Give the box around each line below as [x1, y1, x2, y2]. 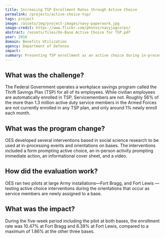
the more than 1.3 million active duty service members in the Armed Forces [5, 100, 157, 106]
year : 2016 [5, 35, 27, 40]
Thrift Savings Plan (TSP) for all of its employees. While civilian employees [5, 89, 156, 95]
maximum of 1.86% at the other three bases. [5, 228, 95, 234]
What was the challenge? [5, 71, 84, 79]
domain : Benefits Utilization [5, 39, 67, 44]
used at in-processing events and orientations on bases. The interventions [5, 143, 156, 148]
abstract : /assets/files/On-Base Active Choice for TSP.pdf [5, 30, 131, 35]
